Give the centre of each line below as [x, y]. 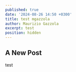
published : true [22, 10]
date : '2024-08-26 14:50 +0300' [38, 14]
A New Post [24, 53]
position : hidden [23, 33]
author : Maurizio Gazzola [32, 24]
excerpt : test [20, 28]
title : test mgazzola [28, 19]
